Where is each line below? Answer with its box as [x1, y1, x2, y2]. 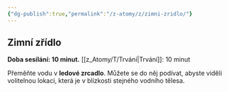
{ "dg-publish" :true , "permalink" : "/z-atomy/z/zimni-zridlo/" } [7, 10, 193, 18]
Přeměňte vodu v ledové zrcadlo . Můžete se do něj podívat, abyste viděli [7, 69, 222, 78]
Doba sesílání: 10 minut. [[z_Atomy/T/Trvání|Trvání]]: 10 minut [7, 55, 191, 64]
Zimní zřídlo [7, 37, 62, 49]
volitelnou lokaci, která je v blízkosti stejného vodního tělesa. [7, 76, 185, 85]
